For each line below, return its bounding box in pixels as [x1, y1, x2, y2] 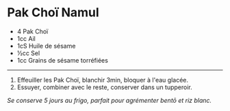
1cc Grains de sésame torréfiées [16, 56, 108, 64]
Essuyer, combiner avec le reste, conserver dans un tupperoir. [16, 83, 193, 91]
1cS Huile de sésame [16, 42, 76, 50]
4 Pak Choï [16, 27, 49, 35]
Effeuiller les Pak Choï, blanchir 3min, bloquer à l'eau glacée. [16, 76, 189, 84]
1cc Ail [16, 34, 36, 42]
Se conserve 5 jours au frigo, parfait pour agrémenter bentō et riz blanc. [7, 96, 212, 104]
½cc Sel [16, 49, 40, 57]
